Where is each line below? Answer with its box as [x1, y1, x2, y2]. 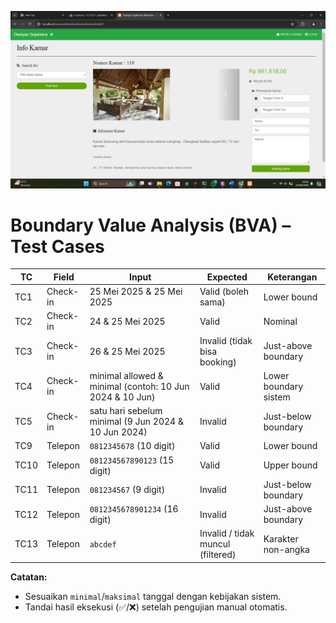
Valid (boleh [199, 286, 250, 298]
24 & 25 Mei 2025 [89, 315, 166, 327]
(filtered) [199, 549, 237, 561]
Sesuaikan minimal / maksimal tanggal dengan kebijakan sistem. [24, 590, 282, 602]
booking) [199, 356, 237, 368]
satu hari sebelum [89, 405, 163, 417]
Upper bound [263, 459, 318, 471]
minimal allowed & [89, 369, 164, 381]
